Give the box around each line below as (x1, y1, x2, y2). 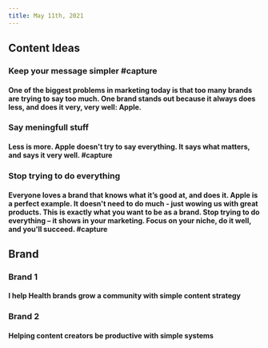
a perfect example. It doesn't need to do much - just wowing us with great (8, 198, 258, 208)
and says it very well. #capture (8, 150, 113, 160)
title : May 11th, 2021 (8, 11, 84, 20)
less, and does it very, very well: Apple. (8, 102, 142, 112)
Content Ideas (8, 42, 81, 55)
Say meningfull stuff (8, 122, 90, 133)
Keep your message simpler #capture (8, 65, 158, 76)
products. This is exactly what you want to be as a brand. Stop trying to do (8, 207, 260, 217)
